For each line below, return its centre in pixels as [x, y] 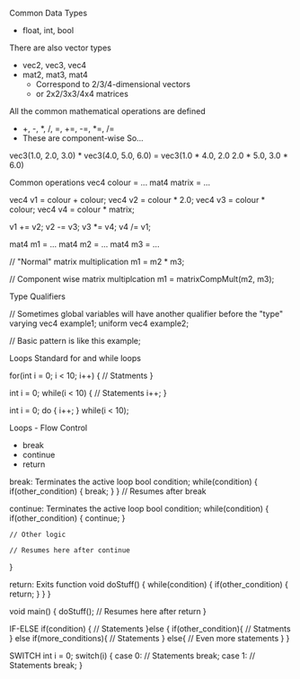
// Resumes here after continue [70, 551]
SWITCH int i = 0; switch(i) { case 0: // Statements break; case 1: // [132, 656]
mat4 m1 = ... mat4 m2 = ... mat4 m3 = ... [84, 244]
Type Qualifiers [37, 296]
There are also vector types [61, 48]
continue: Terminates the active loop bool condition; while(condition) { [139, 508]
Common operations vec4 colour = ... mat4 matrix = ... [110, 182]
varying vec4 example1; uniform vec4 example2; [99, 323]
